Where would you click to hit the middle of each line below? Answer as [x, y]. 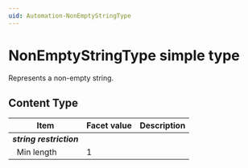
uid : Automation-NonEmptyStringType [70, 16]
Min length [37, 152]
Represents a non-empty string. [61, 78]
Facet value [109, 125]
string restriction [45, 139]
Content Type [43, 102]
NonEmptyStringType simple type [124, 55]
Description [163, 125]
